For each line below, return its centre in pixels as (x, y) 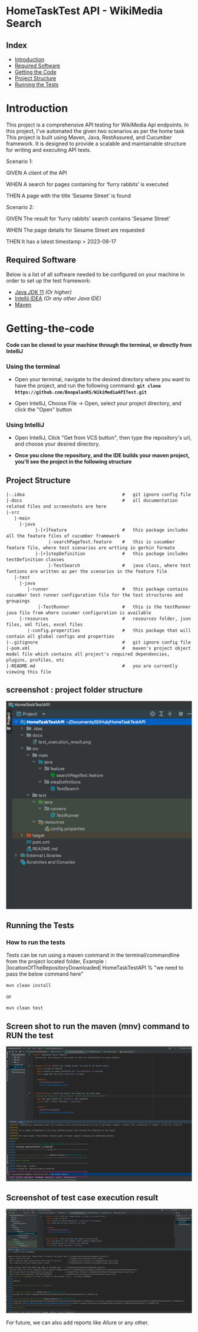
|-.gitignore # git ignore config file (99, 642)
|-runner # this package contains (108, 589)
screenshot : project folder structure (75, 690)
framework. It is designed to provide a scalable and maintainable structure (96, 144)
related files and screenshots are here (57, 506)
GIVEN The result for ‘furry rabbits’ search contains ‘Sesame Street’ (88, 218)
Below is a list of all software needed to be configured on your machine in (95, 274)
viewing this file (29, 672)
